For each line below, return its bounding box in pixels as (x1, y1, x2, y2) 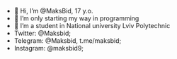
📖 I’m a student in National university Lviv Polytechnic (13, 22, 171, 29)
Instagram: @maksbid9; (13, 44, 84, 52)
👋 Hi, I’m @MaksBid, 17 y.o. (13, 7, 93, 15)
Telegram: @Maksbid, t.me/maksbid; (13, 37, 122, 45)
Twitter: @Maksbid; (13, 29, 72, 37)
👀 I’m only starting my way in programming (13, 14, 139, 22)
